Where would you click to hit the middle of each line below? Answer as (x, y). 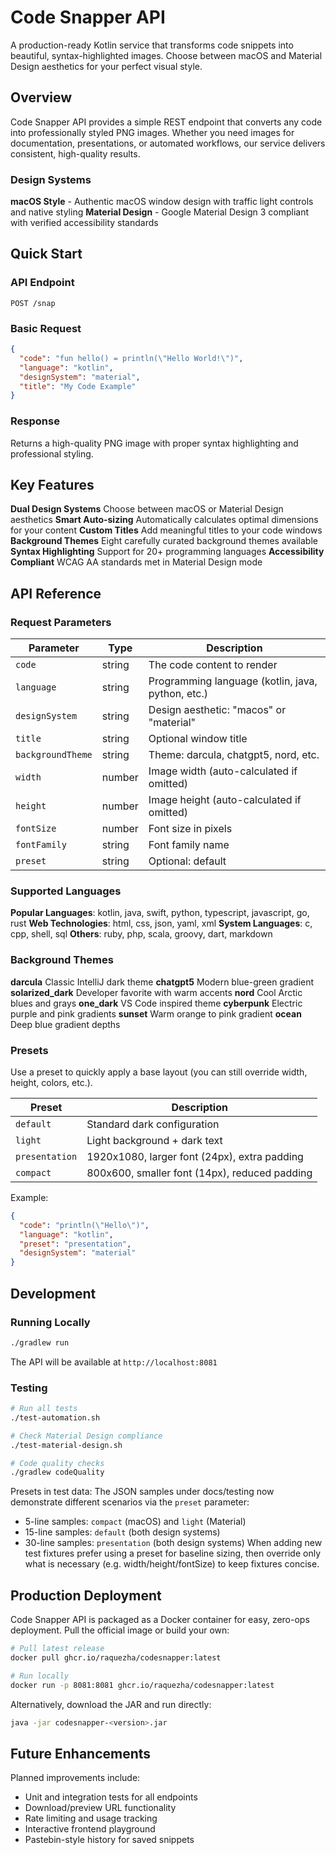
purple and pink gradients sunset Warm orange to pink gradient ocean (156, 1013)
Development (53, 1293)
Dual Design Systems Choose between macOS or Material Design (147, 509)
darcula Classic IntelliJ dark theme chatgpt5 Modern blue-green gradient (162, 982)
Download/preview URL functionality (100, 1808)
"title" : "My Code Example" (78, 386)
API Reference (56, 593)
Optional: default (187, 861)
